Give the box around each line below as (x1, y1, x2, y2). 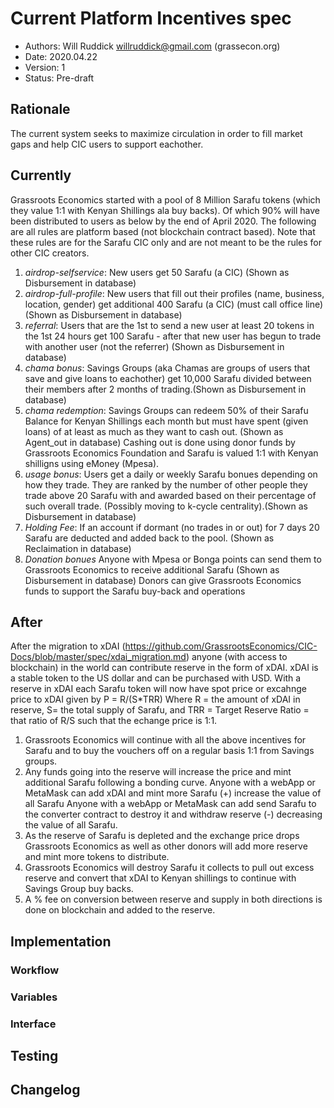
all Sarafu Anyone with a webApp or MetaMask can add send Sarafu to (24, 798, 317, 810)
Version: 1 (24, 61, 66, 73)
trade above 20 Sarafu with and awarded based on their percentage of (24, 489, 317, 501)
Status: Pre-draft (24, 72, 95, 84)
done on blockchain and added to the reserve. (24, 904, 216, 916)
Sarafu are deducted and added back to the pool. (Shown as (24, 532, 275, 544)
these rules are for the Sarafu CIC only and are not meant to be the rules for (10, 236, 323, 248)
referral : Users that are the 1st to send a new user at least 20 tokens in (24, 319, 315, 331)
